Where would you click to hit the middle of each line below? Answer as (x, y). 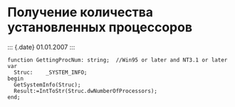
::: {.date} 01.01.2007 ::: (41, 47)
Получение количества (80, 12)
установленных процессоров (100, 27)
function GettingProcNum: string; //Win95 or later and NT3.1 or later (117, 60)
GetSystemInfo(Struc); (47, 85)
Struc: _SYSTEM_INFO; (51, 72)
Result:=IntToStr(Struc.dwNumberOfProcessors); (86, 91)
